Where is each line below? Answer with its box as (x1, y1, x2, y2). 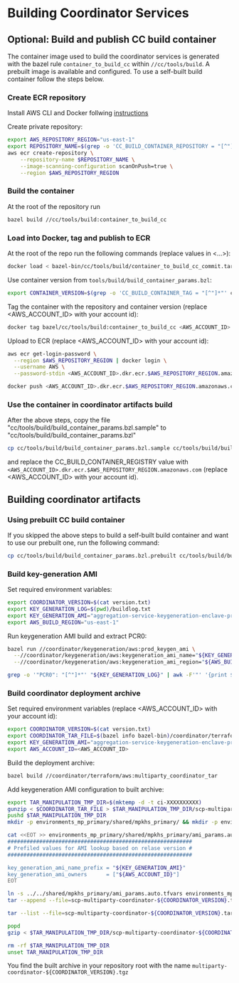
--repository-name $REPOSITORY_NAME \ (20, 156, 135, 163)
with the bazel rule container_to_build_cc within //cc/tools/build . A (7, 60, 211, 68)
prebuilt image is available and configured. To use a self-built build (7, 68, 203, 75)
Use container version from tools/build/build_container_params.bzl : (7, 275, 212, 284)
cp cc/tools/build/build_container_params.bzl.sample (7, 445, 171, 452)
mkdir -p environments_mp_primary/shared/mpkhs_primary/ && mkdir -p (7, 819, 218, 826)
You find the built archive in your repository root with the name (7, 962, 191, 970)
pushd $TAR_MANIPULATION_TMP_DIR (7, 812, 107, 819)
